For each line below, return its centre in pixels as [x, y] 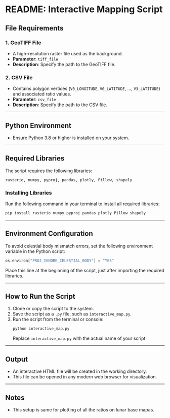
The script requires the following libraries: [49, 171]
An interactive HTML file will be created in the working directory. [80, 371]
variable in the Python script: [35, 251]
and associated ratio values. [42, 94]
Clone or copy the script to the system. [53, 309]
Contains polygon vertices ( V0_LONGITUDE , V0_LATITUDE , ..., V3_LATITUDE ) [86, 89]
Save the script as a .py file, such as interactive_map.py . [72, 314]
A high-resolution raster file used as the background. [68, 53]
